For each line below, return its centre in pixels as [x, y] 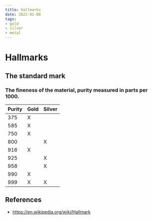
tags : [11, 19]
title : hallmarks [23, 10]
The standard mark [35, 76]
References [23, 200]
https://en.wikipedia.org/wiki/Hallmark [51, 212]
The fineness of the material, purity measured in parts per [76, 90]
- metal [13, 33]
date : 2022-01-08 [23, 14]
